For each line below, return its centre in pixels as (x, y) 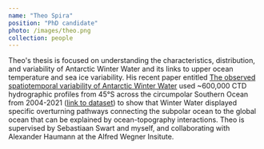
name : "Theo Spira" (41, 16)
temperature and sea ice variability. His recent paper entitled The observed (132, 77)
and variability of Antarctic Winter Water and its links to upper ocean (121, 69)
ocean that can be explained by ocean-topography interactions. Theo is (126, 120)
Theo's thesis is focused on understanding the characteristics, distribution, (132, 61)
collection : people (41, 38)
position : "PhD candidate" (53, 23)
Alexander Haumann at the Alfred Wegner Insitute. (91, 137)
